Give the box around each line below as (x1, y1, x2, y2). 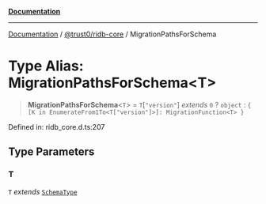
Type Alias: (8, 57, 85, 75)
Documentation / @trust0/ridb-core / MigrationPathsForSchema (8, 29, 217, 39)
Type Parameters (8, 145, 95, 159)
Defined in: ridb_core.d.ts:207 (8, 122, 105, 131)
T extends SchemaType (8, 187, 78, 196)
